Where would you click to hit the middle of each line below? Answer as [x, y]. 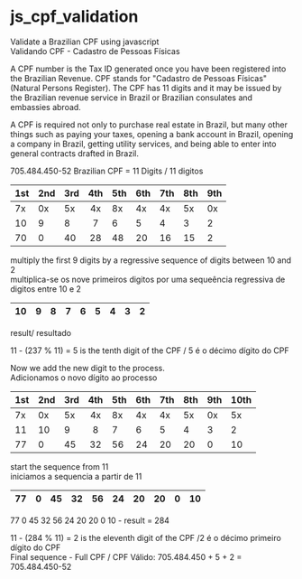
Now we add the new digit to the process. [88, 368]
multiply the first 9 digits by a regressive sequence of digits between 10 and [151, 260]
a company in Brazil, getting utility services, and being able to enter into [143, 144]
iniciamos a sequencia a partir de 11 [76, 476]
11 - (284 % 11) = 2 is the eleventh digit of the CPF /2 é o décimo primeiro [146, 537]
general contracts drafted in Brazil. [74, 153]
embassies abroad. [46, 107]
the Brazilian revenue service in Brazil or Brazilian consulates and [132, 98]
